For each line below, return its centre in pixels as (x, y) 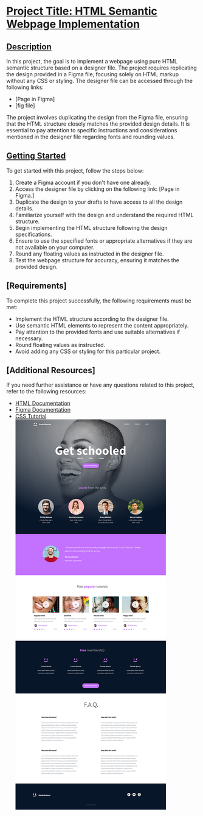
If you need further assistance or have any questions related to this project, (101, 385)
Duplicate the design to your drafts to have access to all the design (99, 202)
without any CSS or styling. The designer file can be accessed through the (100, 81)
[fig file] (25, 106)
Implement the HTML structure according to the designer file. (92, 319)
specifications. (33, 234)
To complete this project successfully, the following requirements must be (99, 301)
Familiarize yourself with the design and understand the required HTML (104, 215)
